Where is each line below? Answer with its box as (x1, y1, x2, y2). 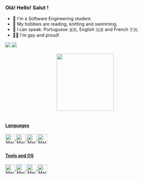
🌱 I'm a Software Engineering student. (12, 16, 92, 22)
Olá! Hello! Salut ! (5, 4, 49, 11)
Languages (5, 122, 29, 128)
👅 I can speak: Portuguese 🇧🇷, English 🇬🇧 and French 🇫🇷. (12, 26, 139, 33)
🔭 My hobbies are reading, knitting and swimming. (12, 21, 118, 27)
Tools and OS (5, 152, 34, 159)
